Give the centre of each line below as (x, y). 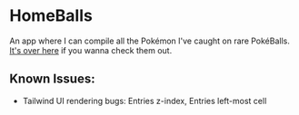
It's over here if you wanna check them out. (91, 50)
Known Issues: (52, 79)
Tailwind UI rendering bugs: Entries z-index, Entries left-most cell (145, 101)
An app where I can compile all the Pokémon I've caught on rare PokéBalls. (150, 41)
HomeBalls (51, 16)
